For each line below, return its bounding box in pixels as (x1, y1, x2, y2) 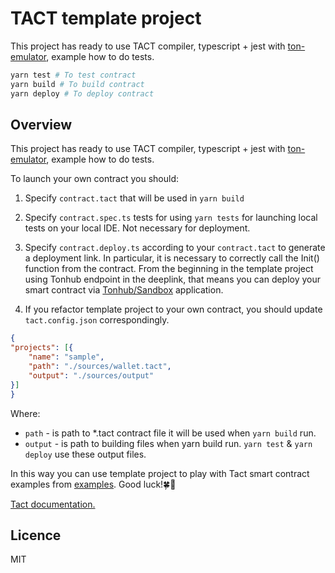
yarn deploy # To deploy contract (10, 88, 155, 99)
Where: (10, 407, 41, 419)
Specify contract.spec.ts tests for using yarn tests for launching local (24, 212, 318, 224)
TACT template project (10, 7, 202, 30)
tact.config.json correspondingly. (24, 314, 170, 326)
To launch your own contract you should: (10, 173, 180, 185)
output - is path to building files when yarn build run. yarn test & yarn (24, 437, 313, 449)
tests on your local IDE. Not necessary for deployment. (24, 222, 251, 234)
